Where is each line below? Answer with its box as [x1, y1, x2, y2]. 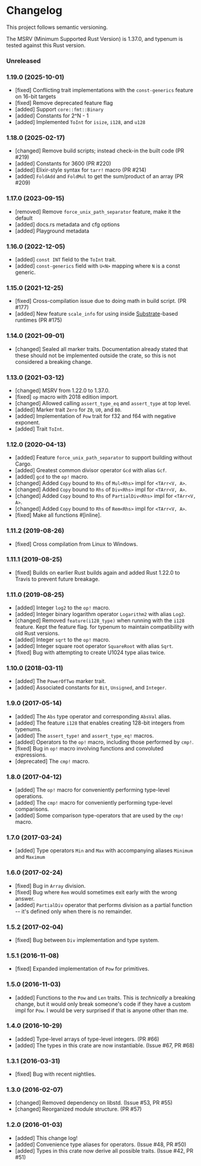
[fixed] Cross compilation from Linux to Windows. [14, 540, 138, 547]
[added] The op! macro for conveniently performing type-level [14, 787, 170, 794]
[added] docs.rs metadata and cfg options [14, 220, 120, 228]
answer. [14, 895, 35, 902]
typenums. [14, 725, 42, 732]
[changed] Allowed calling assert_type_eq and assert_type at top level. [14, 399, 191, 407]
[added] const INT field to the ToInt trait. [14, 256, 116, 263]
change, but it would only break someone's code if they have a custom [14, 1000, 191, 1008]
